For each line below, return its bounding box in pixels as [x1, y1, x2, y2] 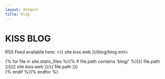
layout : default [5, 7, 39, 12]
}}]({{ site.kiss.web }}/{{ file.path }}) [5, 64, 78, 70]
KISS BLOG [5, 33, 51, 44]
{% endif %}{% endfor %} [5, 69, 58, 75]
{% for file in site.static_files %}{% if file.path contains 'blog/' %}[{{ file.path [5, 58, 160, 64]
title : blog [5, 12, 30, 17]
